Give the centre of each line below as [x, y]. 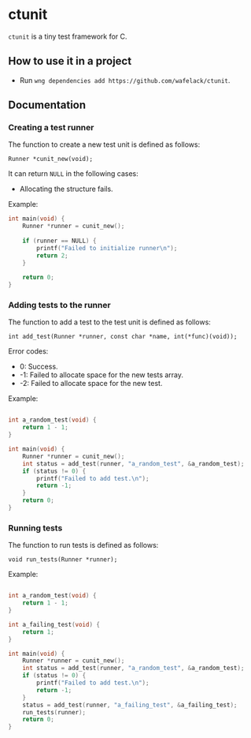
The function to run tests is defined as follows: [83, 545]
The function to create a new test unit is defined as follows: [104, 144]
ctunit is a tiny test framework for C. [68, 36]
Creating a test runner [51, 128]
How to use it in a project [70, 61]
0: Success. [39, 367]
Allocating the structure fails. [66, 189]
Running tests [35, 528]
